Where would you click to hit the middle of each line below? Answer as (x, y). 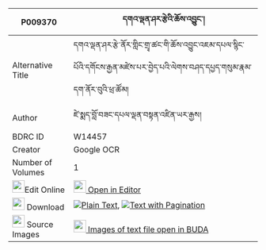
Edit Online (45, 190)
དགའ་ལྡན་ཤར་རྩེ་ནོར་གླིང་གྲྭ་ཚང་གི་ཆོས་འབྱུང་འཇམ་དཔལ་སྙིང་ (159, 45)
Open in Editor (114, 190)
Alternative (32, 65)
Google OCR (97, 150)
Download (46, 207)
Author (25, 117)
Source (40, 224)
